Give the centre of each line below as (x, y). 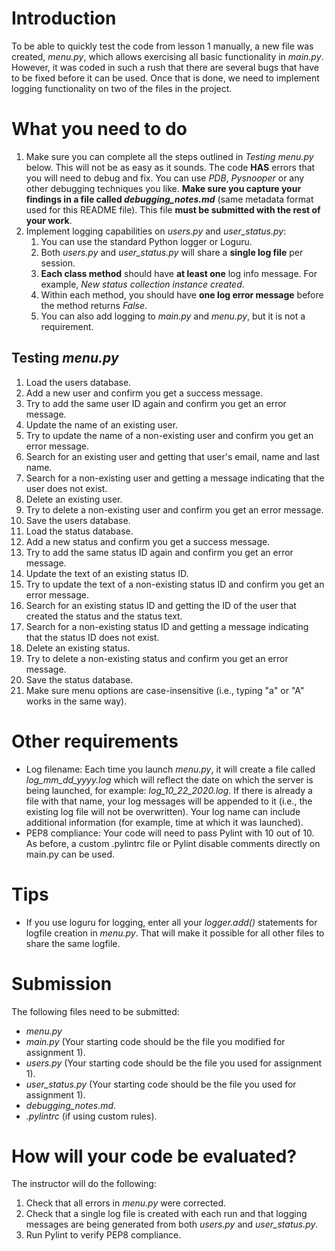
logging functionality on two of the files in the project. (122, 88)
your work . (49, 220)
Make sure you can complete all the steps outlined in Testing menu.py (169, 156)
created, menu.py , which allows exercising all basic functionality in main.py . (167, 56)
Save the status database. (79, 679)
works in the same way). (76, 701)
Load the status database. (79, 531)
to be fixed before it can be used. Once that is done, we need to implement (165, 78)
